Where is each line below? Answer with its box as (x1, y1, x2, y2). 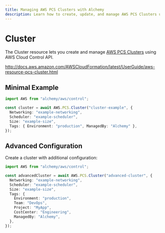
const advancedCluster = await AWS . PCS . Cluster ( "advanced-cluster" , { (5, 173, 153, 178)
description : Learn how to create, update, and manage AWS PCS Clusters (5, 12, 157, 17)
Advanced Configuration (5, 142, 82, 150)
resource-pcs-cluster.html (5, 69, 58, 75)
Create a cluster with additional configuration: (5, 155, 98, 161)
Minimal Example (5, 83, 59, 91)
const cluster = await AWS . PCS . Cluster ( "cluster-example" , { (5, 105, 133, 111)
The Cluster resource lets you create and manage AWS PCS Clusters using (5, 49, 156, 55)
